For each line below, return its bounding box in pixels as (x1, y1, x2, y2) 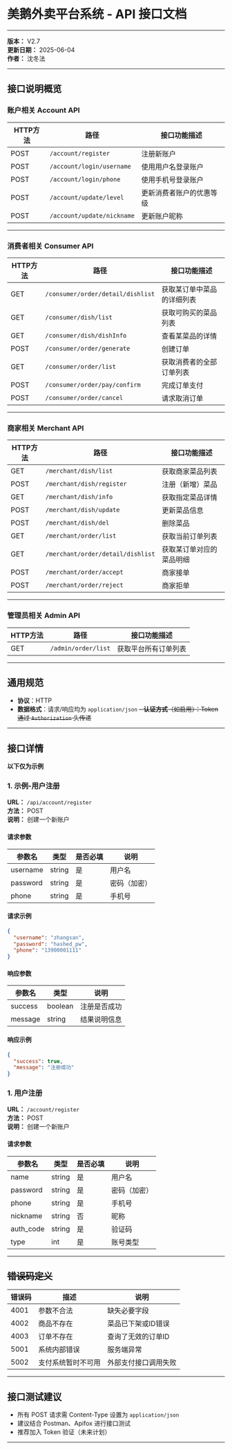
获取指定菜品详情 (162, 493, 217, 502)
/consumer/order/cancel (45, 394, 124, 401)
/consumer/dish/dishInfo (45, 332, 127, 339)
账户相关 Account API (7, 105, 81, 115)
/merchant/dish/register (45, 480, 128, 488)
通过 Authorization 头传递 (17, 714, 92, 722)
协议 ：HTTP (17, 696, 52, 705)
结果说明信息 (80, 1015, 122, 1024)
